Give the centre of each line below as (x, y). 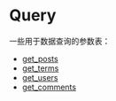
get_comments (49, 87)
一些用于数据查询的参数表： (60, 41)
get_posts (40, 58)
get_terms (40, 68)
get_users (40, 77)
